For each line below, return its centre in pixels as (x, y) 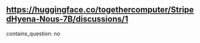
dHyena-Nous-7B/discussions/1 (67, 19)
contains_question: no (33, 33)
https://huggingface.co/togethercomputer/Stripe (100, 10)
